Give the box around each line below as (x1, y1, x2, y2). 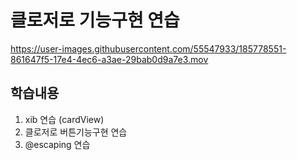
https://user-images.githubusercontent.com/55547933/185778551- (10, 42, 287, 55)
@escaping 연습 (24, 138, 91, 150)
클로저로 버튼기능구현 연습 (24, 126, 128, 138)
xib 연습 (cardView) (24, 113, 105, 125)
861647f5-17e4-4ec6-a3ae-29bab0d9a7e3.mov (10, 53, 209, 65)
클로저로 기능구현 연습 (10, 9, 180, 32)
